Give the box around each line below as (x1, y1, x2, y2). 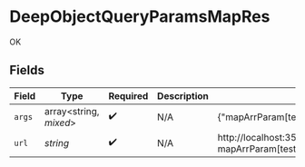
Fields (9, 63, 45, 78)
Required (108, 89, 149, 102)
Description (157, 89, 209, 102)
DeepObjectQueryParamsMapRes (9, 6, 271, 27)
